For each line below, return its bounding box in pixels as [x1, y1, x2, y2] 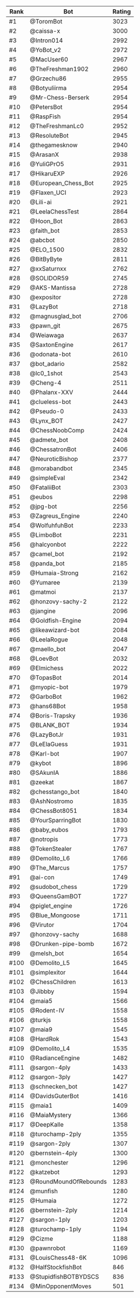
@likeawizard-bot [30, 626, 80, 634]
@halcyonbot [30, 541, 66, 548]
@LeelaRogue [30, 636, 68, 643]
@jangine [30, 607, 56, 615]
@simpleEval [30, 474, 65, 482]
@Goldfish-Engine [30, 617, 82, 624]
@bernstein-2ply [30, 1206, 78, 1214]
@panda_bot [30, 559, 65, 567]
